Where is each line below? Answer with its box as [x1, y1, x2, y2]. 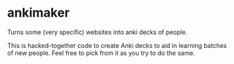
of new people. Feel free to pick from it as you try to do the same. [7, 49, 195, 57]
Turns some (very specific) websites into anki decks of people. [7, 28, 188, 36]
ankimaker [7, 5, 70, 21]
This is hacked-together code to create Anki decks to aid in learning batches [7, 41, 227, 49]
